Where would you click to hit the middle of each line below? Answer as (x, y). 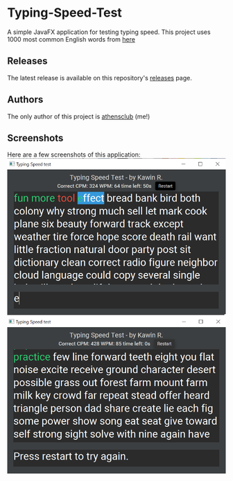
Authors (25, 99)
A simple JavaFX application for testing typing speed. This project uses (109, 32)
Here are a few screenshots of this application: (74, 155)
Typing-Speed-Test (65, 13)
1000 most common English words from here (71, 39)
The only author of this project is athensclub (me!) (79, 116)
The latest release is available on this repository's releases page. (100, 78)
